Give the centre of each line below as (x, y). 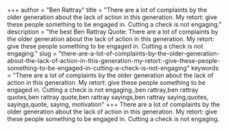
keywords (205, 68)
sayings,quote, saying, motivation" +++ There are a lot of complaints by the (114, 104)
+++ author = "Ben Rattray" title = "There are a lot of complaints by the (107, 10)
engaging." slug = (32, 53)
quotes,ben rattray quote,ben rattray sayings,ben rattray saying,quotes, (108, 97)
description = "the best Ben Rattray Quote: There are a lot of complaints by (113, 31)
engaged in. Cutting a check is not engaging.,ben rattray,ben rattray (103, 90)
